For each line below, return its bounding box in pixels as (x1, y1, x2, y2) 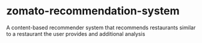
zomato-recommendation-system (6, 4, 180, 18)
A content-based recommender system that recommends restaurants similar (6, 24, 196, 31)
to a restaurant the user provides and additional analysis (6, 30, 145, 37)
